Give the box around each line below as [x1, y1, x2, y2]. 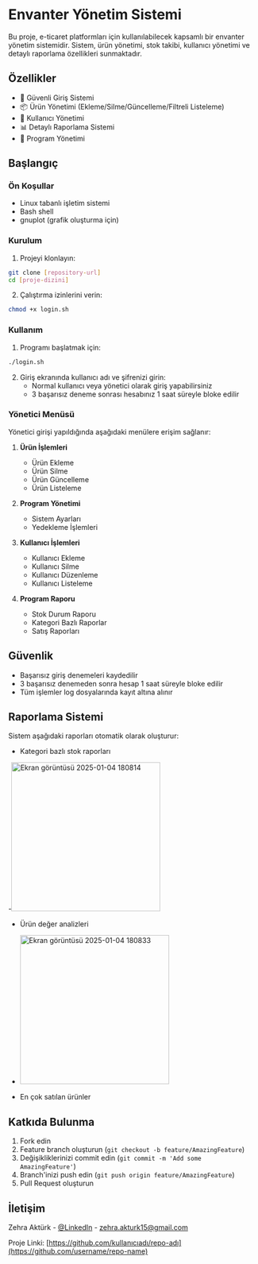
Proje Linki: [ [8, 1238, 49, 1248]
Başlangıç [8, 157, 59, 170]
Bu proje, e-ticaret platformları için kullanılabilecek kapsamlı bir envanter [8, 32, 245, 41]
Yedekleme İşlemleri [31, 522, 98, 531]
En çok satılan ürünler [19, 1092, 91, 1102]
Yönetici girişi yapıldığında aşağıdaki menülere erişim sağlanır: [8, 427, 211, 436]
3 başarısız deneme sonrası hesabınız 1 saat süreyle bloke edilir [31, 389, 240, 399]
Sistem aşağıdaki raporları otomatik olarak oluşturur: [8, 731, 179, 740]
